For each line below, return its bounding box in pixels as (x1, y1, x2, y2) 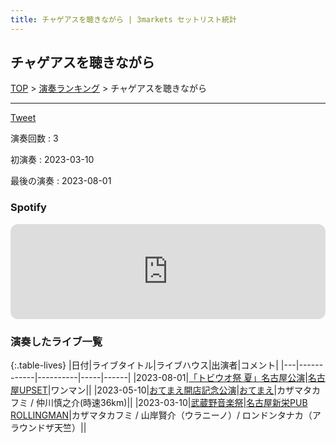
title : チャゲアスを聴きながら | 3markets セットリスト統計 (10, 14, 237, 25)
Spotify (10, 201, 47, 215)
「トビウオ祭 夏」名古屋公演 (188, 372, 306, 384)
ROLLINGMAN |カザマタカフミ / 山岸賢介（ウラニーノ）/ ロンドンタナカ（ (10, 409, 313, 421)
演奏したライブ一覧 (10, 334, 103, 348)
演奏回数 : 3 (10, 132, 59, 145)
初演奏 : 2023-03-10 (10, 154, 95, 166)
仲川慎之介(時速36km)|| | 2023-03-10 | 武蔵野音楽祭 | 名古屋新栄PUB (35, 397, 308, 409)
